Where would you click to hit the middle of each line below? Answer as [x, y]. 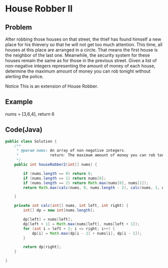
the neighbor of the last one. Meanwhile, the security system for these [77, 55]
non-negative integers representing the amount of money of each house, [80, 66]
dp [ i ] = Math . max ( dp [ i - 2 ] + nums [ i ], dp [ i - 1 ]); [87, 233]
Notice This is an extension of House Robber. [52, 86]
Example [19, 102]
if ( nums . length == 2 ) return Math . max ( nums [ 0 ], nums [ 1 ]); [86, 183]
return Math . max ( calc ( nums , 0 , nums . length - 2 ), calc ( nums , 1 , [91, 188]
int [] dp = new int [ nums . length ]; [59, 210]
